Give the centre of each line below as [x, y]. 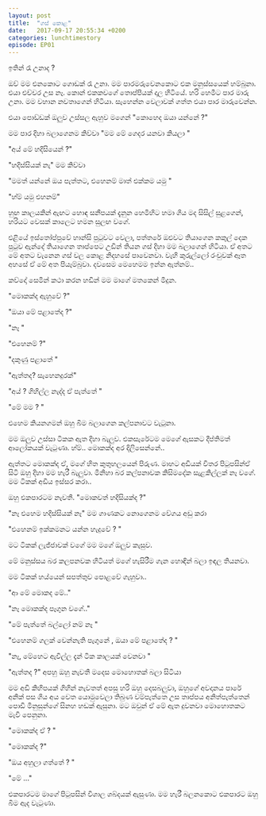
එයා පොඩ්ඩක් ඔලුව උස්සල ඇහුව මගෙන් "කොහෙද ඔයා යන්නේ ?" [108, 117]
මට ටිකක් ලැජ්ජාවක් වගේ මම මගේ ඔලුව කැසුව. [80, 545]
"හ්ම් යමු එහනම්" [35, 197]
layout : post [30, 15]
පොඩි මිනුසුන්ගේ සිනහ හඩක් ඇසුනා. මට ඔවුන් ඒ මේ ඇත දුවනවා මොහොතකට [127, 706]
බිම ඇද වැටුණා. [32, 803]
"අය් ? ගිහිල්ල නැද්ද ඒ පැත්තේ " [55, 391]
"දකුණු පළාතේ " [33, 360]
